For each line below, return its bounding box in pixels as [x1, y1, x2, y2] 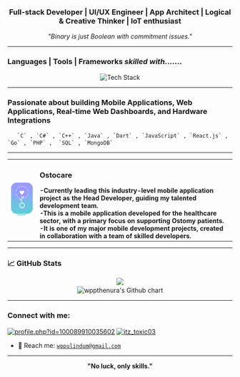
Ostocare [39, 170, 73, 180]
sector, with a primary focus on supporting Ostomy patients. [39, 216, 224, 224]
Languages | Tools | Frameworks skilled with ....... [7, 57, 182, 67]
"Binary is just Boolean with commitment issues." [47, 32, 193, 41]
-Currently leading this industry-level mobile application [39, 186, 214, 195]
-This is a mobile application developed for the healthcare [39, 209, 217, 217]
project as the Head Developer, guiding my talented [39, 193, 197, 202]
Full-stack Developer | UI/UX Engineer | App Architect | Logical [9, 7, 231, 17]
